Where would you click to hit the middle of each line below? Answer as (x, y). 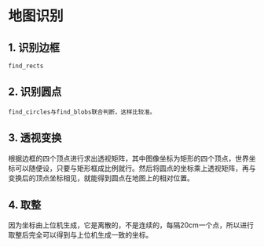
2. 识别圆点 (35, 92)
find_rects (26, 66)
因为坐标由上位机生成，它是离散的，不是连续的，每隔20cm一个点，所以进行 (131, 225)
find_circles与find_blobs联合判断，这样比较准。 (82, 112)
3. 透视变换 (35, 138)
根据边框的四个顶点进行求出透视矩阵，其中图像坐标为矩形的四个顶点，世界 (128, 158)
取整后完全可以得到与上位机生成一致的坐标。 (81, 235)
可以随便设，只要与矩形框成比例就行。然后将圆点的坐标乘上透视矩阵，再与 (135, 168)
